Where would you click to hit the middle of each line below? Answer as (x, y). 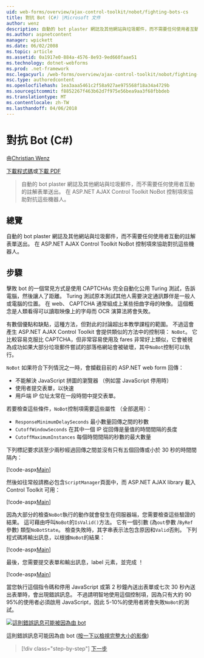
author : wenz (23, 23)
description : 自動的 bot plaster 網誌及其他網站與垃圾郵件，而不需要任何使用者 (98, 29)
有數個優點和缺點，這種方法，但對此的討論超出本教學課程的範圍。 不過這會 (100, 324)
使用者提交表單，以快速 (44, 388)
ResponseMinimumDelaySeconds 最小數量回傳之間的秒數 (82, 422)
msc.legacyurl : (25, 74)
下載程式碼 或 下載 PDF (34, 171)
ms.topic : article (29, 52)
